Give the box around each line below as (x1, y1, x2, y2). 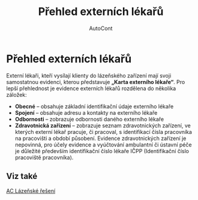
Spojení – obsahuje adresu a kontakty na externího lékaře (14, 109, 158, 116)
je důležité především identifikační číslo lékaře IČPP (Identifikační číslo (14, 147, 189, 154)
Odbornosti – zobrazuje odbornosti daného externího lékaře (14, 115, 164, 123)
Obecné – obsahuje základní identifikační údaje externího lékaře (14, 103, 174, 110)
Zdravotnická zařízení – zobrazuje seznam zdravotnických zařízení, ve (14, 122, 191, 129)
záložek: (6, 91, 27, 98)
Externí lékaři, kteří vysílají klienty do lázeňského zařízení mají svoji (6, 71, 172, 79)
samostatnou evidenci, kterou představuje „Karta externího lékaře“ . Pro (6, 78, 185, 85)
